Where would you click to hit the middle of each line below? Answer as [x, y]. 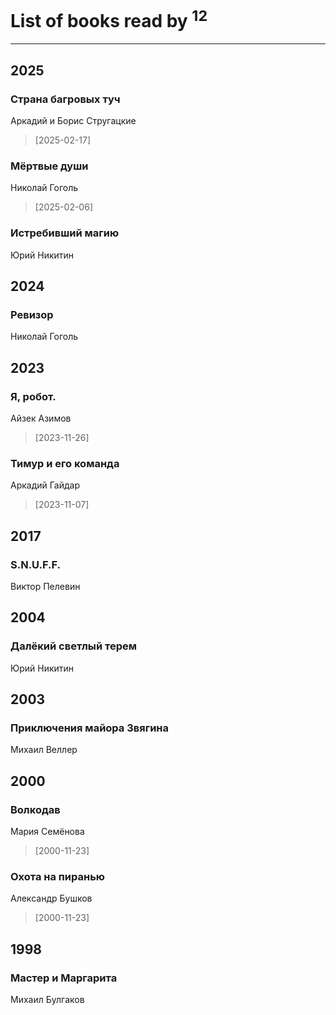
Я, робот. [33, 396]
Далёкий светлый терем [74, 646]
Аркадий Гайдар [45, 485]
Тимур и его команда [65, 463]
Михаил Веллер [44, 750]
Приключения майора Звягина [90, 728]
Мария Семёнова [47, 831]
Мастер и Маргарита [64, 978]
